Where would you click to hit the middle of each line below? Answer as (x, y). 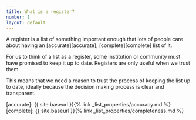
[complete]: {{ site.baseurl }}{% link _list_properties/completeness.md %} (95, 111)
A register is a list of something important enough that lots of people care (94, 39)
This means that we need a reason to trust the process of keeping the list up (98, 81)
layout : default (26, 22)
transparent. (21, 93)
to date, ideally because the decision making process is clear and (85, 87)
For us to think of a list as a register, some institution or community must (93, 57)
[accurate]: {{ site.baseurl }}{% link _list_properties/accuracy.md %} (89, 105)
